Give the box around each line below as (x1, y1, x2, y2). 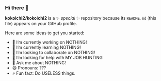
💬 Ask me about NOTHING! (12, 60, 66, 66)
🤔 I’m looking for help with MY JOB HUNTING (12, 55, 103, 61)
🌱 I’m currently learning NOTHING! (12, 44, 81, 50)
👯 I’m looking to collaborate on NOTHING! (12, 50, 96, 55)
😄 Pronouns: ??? (12, 65, 46, 71)
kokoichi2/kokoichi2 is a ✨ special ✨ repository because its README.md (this (5, 15, 157, 21)
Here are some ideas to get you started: (5, 30, 85, 36)
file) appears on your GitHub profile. (5, 21, 77, 27)
